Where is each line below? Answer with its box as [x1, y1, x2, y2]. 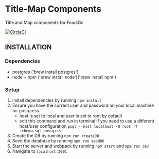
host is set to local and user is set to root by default [19, 113, 123, 119]
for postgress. [12, 107, 40, 113]
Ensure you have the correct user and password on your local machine [12, 102, 154, 108]
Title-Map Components [5, 3, 102, 15]
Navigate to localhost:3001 [12, 148, 67, 154]
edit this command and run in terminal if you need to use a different [19, 118, 155, 124]
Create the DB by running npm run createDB [12, 133, 99, 139]
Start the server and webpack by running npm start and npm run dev [12, 143, 149, 149]
